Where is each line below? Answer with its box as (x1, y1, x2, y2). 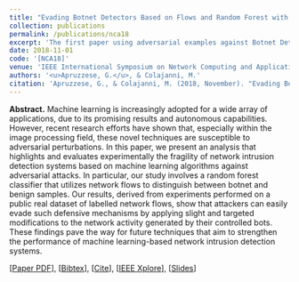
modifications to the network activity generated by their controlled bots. (9, 217, 273, 228)
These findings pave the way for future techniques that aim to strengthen (9, 226, 278, 237)
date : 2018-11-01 (9, 46, 74, 55)
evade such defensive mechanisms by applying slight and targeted (9, 207, 255, 218)
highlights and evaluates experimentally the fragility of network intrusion (9, 150, 274, 161)
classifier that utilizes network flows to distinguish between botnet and (9, 179, 269, 189)
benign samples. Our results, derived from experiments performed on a (9, 189, 271, 199)
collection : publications (9, 21, 105, 30)
